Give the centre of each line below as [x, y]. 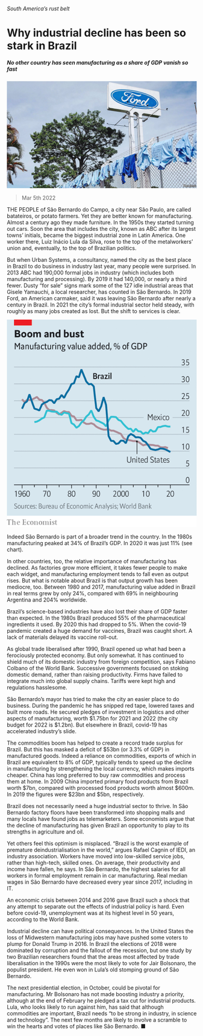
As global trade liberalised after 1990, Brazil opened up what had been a [96, 649]
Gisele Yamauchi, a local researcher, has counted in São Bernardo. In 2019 [99, 292]
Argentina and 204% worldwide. [47, 600]
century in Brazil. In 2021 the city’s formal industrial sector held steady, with [101, 305]
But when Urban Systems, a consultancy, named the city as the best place [99, 260]
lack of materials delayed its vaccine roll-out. [63, 637]
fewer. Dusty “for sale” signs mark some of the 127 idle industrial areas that [100, 286]
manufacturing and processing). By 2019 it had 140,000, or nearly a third [97, 279]
